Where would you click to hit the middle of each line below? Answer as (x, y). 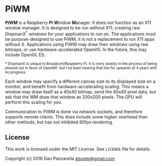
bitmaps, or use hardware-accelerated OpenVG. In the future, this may (76, 49)
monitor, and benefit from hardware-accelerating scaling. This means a (77, 86)
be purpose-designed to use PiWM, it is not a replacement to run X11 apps (80, 39)
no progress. (16, 72)
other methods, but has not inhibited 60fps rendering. (59, 122)
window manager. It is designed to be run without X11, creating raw (73, 27)
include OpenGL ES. (25, 54)
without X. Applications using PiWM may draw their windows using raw (77, 44)
